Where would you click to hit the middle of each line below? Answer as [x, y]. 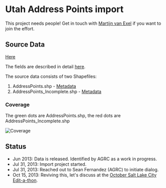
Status [16, 147]
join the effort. [20, 28]
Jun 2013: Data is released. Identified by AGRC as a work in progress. [85, 159]
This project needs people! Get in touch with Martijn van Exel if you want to [83, 23]
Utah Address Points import [64, 9]
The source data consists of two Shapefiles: [51, 76]
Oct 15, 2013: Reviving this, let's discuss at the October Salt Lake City [85, 175]
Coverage [18, 105]
